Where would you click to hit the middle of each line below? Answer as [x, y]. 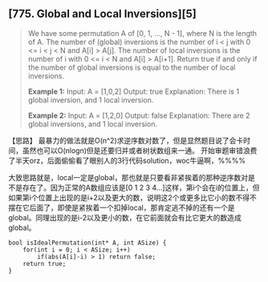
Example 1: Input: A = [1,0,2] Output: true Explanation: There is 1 [133, 91]
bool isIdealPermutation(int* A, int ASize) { [87, 243]
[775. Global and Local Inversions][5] [102, 14]
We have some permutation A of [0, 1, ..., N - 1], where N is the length [142, 33]
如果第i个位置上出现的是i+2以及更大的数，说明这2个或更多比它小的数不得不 [132, 197]
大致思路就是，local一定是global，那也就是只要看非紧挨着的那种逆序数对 [128, 177]
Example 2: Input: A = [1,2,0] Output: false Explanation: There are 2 [139, 115]
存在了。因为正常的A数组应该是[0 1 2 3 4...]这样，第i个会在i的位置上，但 [141, 187]
